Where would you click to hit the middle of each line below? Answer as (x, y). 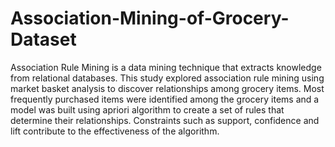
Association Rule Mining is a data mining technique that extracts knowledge (166, 67)
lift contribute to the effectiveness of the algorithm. (115, 131)
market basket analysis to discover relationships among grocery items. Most (167, 88)
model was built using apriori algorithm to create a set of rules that (147, 109)
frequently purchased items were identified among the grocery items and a (165, 99)
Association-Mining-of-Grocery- (150, 18)
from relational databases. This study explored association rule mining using (167, 78)
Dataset (43, 39)
